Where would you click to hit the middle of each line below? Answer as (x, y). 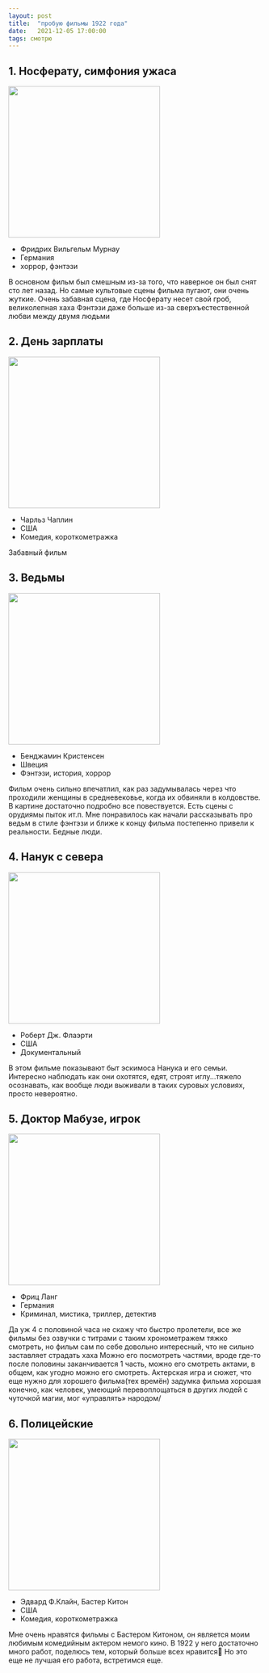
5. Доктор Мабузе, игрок (75, 1118)
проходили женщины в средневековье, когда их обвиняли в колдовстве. (134, 797)
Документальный (50, 1052)
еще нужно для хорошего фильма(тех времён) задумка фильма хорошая (134, 1381)
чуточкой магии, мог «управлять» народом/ (85, 1398)
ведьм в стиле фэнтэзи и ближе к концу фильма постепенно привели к (131, 823)
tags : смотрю (30, 38)
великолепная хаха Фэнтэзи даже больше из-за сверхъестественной (129, 308)
